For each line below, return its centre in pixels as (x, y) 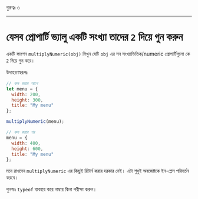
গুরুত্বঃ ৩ (13, 7)
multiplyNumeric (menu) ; (35, 122)
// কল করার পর (21, 132)
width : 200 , (26, 94)
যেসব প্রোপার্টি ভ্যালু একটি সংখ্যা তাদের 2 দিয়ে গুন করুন (95, 37)
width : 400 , (26, 143)
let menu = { (22, 89)
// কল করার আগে (22, 83)
